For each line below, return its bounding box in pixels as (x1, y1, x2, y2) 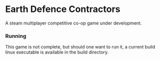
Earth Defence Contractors (5, 3, 121, 15)
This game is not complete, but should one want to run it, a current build (5, 44, 155, 50)
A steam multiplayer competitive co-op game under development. (5, 20, 142, 26)
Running (5, 32, 27, 39)
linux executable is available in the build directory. (5, 49, 109, 55)
